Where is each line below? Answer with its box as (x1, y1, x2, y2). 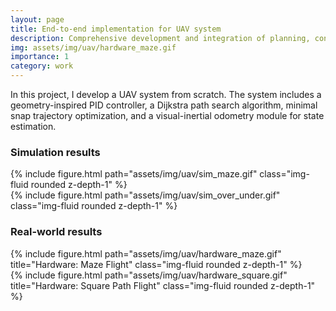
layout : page (10, 14, 65, 25)
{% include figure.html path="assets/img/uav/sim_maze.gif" (10, 168, 258, 180)
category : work (10, 61, 74, 71)
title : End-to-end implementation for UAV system (10, 24, 222, 34)
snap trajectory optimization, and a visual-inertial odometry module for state (10, 110, 325, 121)
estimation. (10, 121, 57, 132)
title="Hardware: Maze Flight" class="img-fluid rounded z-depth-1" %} (10, 258, 303, 270)
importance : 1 (10, 52, 70, 62)
